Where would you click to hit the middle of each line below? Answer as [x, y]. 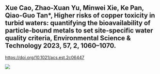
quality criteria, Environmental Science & [68, 38]
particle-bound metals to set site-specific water [79, 31]
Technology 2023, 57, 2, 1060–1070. [61, 46]
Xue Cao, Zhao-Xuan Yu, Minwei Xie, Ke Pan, [74, 8]
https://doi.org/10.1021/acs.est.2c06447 [45, 57]
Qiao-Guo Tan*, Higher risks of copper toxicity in [80, 16]
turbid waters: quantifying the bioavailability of [78, 23]
